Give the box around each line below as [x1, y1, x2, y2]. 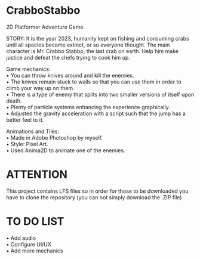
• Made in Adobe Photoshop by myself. [6, 134, 103, 141]
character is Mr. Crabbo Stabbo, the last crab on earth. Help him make [6, 47, 179, 54]
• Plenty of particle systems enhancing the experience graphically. [6, 103, 170, 110]
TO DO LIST [6, 215, 64, 229]
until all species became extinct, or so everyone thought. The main [6, 41, 170, 48]
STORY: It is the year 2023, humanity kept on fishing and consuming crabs [6, 35, 190, 42]
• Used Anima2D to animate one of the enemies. [6, 147, 125, 154]
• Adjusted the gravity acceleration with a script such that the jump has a [6, 110, 186, 117]
